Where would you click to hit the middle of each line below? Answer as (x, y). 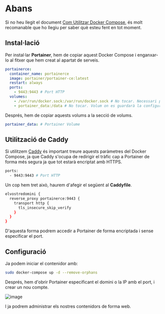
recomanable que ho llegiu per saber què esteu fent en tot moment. (73, 27)
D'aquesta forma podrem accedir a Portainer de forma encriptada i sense (79, 231)
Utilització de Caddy (37, 139)
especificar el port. (24, 236)
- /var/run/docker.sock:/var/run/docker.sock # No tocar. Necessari (85, 101)
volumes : (18, 97)
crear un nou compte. (27, 287)
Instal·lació (23, 43)
